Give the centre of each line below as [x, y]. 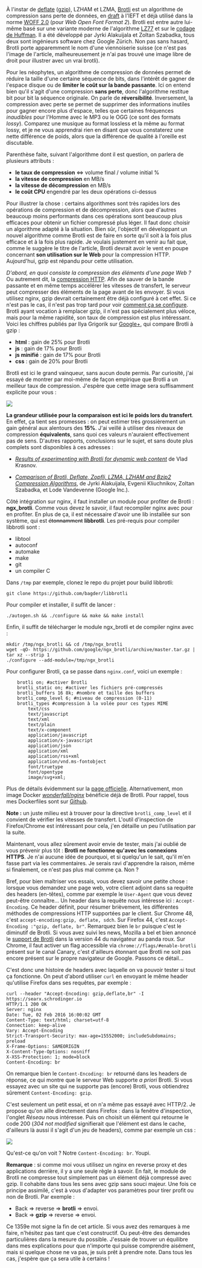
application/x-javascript [61, 740]
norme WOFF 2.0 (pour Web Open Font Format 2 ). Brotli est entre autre [95, 22]
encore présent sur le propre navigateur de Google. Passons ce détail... [95, 958]
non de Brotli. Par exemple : [41, 1197]
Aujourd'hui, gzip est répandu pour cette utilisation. [70, 261]
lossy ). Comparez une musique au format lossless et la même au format [96, 123]
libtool [23, 539]
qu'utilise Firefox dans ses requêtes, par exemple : [69, 983]
